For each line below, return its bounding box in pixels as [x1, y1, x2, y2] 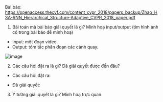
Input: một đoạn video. [12, 39, 58, 45]
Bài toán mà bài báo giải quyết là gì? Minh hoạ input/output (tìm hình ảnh [12, 24, 159, 30]
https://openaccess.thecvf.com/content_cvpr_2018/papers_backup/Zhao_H [5, 9, 158, 15]
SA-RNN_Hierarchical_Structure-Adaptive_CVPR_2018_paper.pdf [5, 15, 136, 20]
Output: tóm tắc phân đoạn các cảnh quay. [12, 44, 99, 50]
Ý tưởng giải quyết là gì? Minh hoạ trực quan [12, 92, 102, 97]
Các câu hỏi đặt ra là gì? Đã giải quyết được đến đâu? [12, 63, 120, 69]
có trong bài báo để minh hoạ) [12, 29, 73, 35]
